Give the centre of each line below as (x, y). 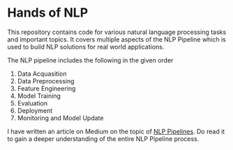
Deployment (35, 110)
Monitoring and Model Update (60, 118)
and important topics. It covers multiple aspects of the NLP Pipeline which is (117, 39)
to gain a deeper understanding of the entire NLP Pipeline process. (103, 139)
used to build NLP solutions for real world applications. (86, 47)
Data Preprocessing (46, 81)
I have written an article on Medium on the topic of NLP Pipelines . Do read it (116, 131)
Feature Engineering (46, 88)
